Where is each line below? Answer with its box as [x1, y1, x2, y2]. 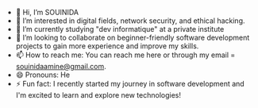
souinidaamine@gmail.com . [15, 62, 107, 71]
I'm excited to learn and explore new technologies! [15, 91, 181, 99]
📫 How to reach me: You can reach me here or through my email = [15, 50, 236, 60]
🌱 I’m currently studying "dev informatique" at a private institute [15, 25, 225, 33]
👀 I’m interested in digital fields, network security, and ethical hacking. [15, 16, 245, 25]
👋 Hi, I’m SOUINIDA [15, 8, 79, 17]
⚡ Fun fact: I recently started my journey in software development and [15, 79, 245, 88]
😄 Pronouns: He [15, 70, 70, 79]
